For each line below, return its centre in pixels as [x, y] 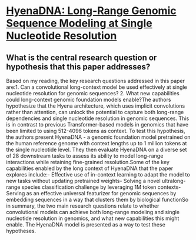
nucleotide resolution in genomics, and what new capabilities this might [93, 218]
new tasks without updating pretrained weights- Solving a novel [83, 181]
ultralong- [174, 181]
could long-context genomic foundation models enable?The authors [89, 99]
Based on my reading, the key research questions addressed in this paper [96, 81]
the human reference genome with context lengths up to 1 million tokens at [97, 143]
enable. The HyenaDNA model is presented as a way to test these [86, 224]
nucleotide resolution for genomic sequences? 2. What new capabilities [93, 93]
